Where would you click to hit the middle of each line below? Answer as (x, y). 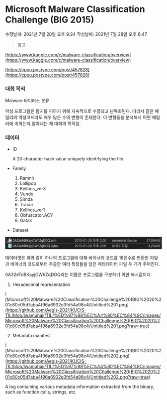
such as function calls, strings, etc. (41, 392)
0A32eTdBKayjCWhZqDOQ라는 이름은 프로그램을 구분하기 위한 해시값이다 (78, 274)
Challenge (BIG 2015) (50, 20)
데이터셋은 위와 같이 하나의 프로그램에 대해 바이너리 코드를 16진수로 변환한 (77, 258)
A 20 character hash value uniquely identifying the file (68, 158)
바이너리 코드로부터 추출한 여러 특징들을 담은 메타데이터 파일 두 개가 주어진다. (85, 264)
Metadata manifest (32, 335)
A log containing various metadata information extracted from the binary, (80, 387)
